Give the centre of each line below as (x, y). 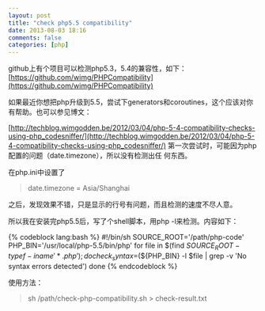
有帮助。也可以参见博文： (50, 112)
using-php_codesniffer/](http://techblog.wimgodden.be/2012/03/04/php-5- (132, 136)
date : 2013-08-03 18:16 (47, 30)
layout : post (30, 15)
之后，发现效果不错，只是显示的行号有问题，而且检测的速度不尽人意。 (123, 205)
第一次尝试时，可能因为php (212, 146)
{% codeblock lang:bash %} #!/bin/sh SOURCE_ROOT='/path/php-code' (126, 237)
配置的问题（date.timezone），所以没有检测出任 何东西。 (100, 156)
